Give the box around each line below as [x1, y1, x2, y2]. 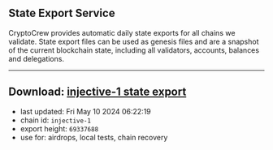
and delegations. [8, 54, 65, 63]
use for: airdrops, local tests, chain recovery [19, 132, 168, 142]
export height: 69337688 [19, 123, 99, 133]
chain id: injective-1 [19, 115, 92, 125]
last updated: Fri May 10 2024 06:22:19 [19, 106, 152, 116]
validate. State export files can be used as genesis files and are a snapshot [8, 36, 259, 46]
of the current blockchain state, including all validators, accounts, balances [8, 45, 260, 55]
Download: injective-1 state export [8, 85, 187, 99]
